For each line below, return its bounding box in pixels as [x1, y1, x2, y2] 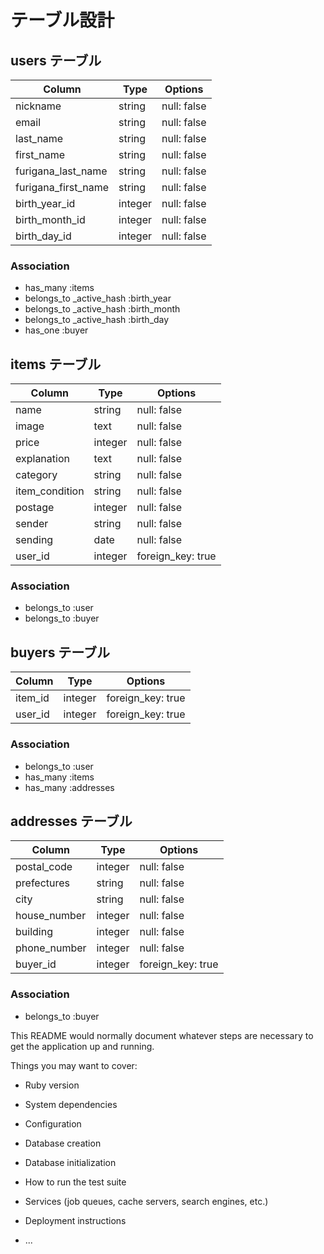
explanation [15, 452, 70, 466]
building [15, 925, 53, 939]
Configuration [24, 1117, 82, 1130]
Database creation [24, 1137, 102, 1149]
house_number [15, 909, 87, 923]
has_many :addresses [24, 781, 115, 793]
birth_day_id [15, 229, 72, 243]
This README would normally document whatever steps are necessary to [10, 1029, 314, 1041]
